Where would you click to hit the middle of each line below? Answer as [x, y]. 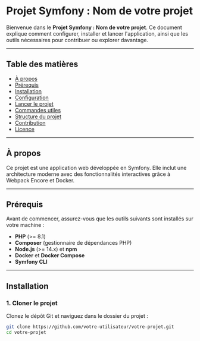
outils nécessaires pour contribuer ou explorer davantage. [77, 40]
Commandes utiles [38, 110]
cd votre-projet [26, 332]
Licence [24, 129]
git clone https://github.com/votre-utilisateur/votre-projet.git [90, 327]
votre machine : [25, 225]
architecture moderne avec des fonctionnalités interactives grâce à [88, 174]
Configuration [32, 97]
